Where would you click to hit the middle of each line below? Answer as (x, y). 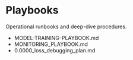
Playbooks (32, 10)
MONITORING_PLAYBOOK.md (51, 44)
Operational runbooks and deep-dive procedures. (66, 26)
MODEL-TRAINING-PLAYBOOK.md (56, 38)
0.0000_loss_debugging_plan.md (55, 50)
